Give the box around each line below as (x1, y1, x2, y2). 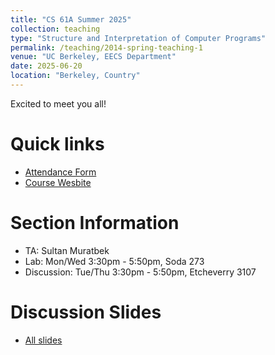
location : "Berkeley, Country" (10, 71, 141, 81)
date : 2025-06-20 (10, 61, 83, 71)
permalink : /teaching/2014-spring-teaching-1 (10, 42, 203, 53)
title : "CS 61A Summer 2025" (10, 14, 132, 25)
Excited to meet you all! (10, 97, 107, 110)
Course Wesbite (24, 176, 92, 188)
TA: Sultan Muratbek (24, 244, 110, 256)
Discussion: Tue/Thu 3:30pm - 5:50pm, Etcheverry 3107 (24, 266, 257, 278)
